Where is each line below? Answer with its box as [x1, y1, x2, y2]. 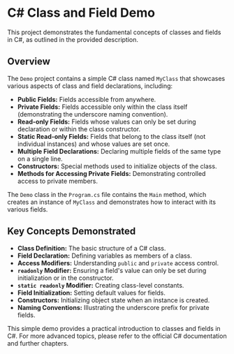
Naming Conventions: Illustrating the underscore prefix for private [17, 303, 210, 311]
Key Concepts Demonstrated [7, 226, 136, 237]
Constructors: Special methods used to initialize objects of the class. [17, 162, 217, 170]
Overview [7, 56, 51, 68]
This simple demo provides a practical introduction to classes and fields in [7, 324, 221, 332]
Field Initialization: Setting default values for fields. [17, 288, 166, 297]
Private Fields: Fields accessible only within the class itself [17, 103, 188, 111]
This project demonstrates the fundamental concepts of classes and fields [7, 28, 221, 36]
